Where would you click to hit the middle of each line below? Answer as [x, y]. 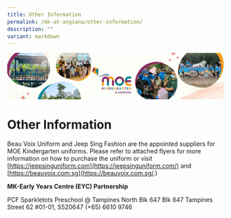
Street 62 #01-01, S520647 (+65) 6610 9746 [70, 207]
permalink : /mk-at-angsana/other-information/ [75, 22]
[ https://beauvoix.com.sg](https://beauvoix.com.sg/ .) [82, 173]
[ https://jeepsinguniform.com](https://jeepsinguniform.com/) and [99, 166]
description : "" [30, 29]
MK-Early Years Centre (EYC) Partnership [68, 186]
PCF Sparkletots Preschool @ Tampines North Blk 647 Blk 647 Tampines [110, 199]
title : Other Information [44, 14]
